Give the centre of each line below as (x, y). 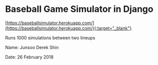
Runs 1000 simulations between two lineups (50, 38)
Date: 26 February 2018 (29, 57)
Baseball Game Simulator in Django (79, 9)
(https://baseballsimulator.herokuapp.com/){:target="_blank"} (69, 28)
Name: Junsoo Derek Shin (32, 47)
